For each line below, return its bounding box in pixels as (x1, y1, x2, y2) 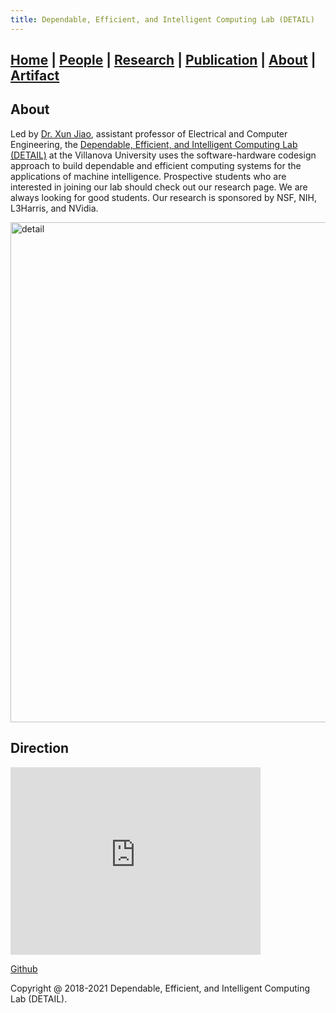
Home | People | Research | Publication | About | (10, 52, 317, 69)
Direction (10, 740, 70, 757)
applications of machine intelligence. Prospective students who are (10, 170, 287, 182)
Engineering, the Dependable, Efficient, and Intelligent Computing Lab (10, 138, 298, 150)
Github (10, 962, 38, 975)
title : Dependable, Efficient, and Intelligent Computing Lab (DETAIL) (10, 14, 315, 25)
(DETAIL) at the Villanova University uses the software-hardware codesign (10, 149, 317, 161)
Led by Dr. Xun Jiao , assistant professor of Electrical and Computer (10, 127, 288, 140)
